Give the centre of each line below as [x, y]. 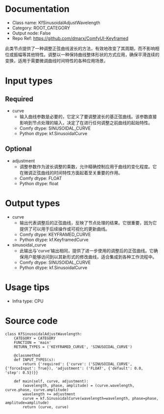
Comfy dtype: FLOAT [41, 178]
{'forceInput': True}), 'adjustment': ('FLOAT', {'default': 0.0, [74, 368]
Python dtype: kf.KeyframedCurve [54, 240]
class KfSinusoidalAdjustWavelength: [44, 334]
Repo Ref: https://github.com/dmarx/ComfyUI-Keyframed [70, 38]
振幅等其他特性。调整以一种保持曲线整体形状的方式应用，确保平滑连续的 [86, 55]
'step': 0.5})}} [22, 373]
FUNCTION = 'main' [33, 342]
